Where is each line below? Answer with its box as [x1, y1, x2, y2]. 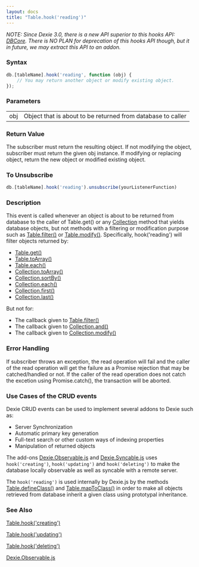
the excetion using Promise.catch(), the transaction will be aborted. [6, 377, 171, 384]
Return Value [6, 130, 45, 138]
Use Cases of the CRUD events [6, 392, 97, 400]
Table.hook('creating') [6, 519, 61, 526]
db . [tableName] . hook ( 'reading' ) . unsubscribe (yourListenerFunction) [6, 185, 178, 191]
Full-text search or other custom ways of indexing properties [14, 436, 164, 443]
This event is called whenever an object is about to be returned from [6, 212, 174, 219]
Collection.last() [14, 293, 54, 301]
